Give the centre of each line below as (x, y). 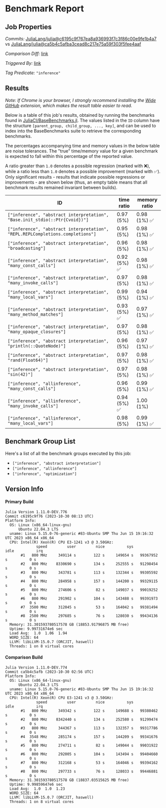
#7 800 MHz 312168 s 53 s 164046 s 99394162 (89, 763)
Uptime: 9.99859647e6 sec (36, 785)
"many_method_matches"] (36, 314)
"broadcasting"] (27, 248)
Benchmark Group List (40, 442)
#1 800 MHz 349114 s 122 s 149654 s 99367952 (89, 555)
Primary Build (19, 501)
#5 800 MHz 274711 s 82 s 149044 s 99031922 (89, 746)
